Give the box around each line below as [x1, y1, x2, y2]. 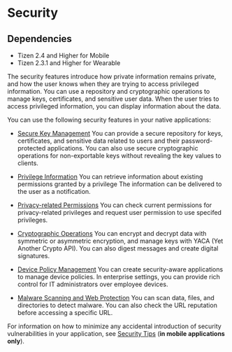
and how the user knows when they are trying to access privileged [7, 80, 199, 88]
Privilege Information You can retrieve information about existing [17, 173, 203, 181]
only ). [7, 337, 24, 345]
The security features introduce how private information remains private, [7, 72, 217, 80]
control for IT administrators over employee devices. [17, 280, 168, 288]
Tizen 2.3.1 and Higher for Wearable [17, 59, 121, 67]
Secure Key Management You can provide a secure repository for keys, [17, 129, 224, 137]
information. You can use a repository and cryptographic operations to [7, 87, 210, 95]
